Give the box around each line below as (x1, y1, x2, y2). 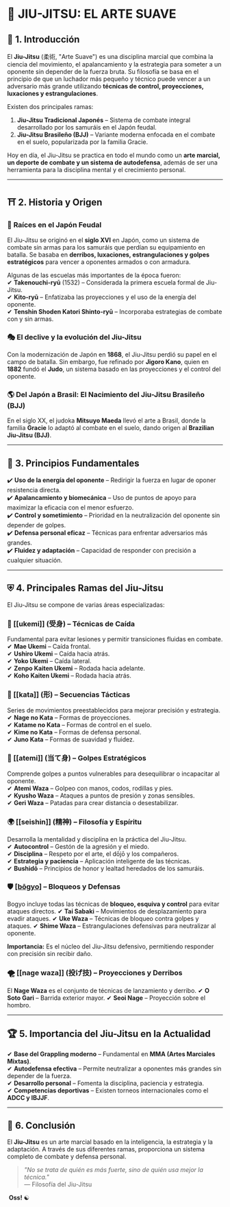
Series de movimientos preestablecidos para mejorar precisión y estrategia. (7, 706, 220, 714)
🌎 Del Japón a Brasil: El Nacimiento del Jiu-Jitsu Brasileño (7, 390, 205, 399)
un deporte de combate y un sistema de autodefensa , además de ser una (7, 158, 218, 167)
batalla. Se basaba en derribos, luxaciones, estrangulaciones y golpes (7, 250, 210, 259)
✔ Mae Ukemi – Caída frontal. (7, 643, 91, 651)
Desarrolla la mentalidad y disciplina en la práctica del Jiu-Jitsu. (7, 835, 187, 844)
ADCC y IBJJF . (7, 1093, 50, 1101)
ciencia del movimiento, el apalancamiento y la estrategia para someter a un (7, 60, 222, 68)
